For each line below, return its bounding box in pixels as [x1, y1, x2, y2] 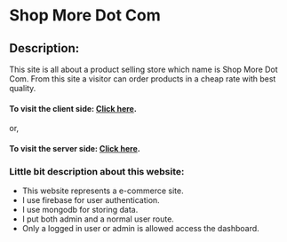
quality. [9, 83, 36, 93]
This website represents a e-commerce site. [21, 185, 184, 196]
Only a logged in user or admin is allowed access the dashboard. [21, 223, 259, 234]
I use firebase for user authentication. [21, 195, 160, 206]
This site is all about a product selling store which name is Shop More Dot [9, 64, 278, 74]
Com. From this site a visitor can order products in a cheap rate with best [9, 74, 276, 84]
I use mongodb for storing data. [21, 205, 139, 215]
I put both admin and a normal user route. [21, 214, 175, 224]
